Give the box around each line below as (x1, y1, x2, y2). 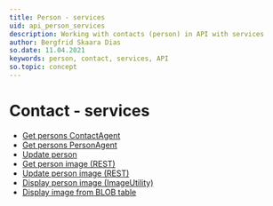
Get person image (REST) (21, 158, 116, 169)
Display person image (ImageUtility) (21, 177, 154, 187)
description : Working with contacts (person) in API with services (9, 29, 265, 38)
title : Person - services (9, 12, 105, 22)
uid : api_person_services (9, 21, 105, 30)
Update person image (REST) (21, 168, 130, 178)
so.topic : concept (9, 63, 77, 72)
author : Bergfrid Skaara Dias (9, 37, 122, 47)
